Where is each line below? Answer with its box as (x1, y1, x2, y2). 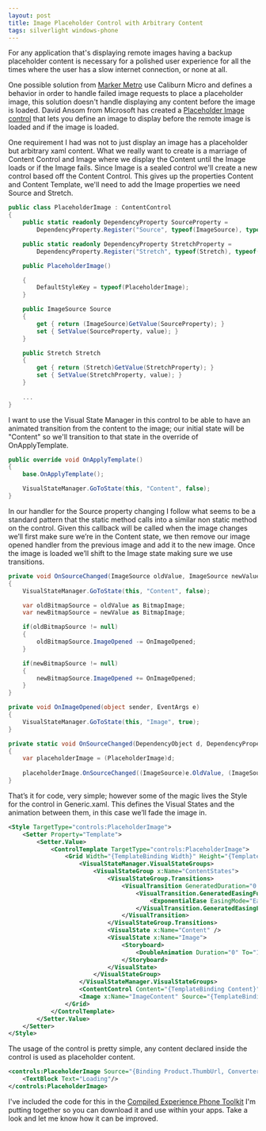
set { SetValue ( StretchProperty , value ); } (36, 371, 182, 379)
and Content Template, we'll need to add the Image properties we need (8, 180, 241, 190)
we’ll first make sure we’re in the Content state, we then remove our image (8, 531, 251, 541)
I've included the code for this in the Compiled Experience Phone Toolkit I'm (8, 1096, 256, 1106)
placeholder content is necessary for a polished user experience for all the (8, 56, 252, 66)
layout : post (8, 11, 51, 20)
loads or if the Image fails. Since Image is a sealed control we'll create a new (8, 163, 257, 173)
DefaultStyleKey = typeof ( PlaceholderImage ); (36, 283, 190, 292)
